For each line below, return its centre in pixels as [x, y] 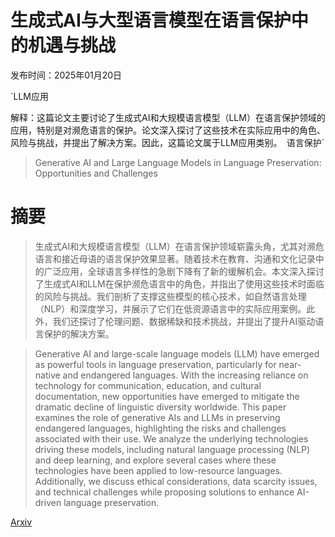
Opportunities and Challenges [96, 173]
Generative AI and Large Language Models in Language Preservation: [178, 162]
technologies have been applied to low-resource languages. [158, 470]
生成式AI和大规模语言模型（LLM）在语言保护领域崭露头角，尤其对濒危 [179, 246]
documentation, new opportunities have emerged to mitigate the [167, 396]
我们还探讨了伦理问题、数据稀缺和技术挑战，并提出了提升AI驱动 [184, 321]
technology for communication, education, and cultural [148, 385]
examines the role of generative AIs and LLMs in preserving [157, 417]
